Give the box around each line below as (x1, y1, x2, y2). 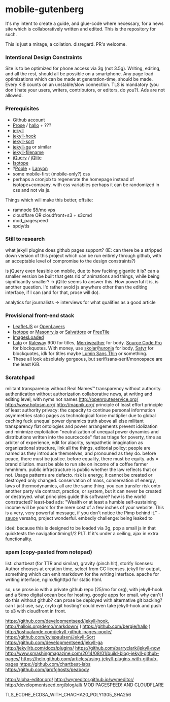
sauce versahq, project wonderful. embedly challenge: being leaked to (5, 515, 153, 521)
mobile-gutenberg (5, 4, 84, 15)
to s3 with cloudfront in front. (5, 608, 66, 614)
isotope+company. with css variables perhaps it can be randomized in (12, 182, 160, 188)
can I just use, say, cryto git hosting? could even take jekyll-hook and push (5, 602, 161, 608)
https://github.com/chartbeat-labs (19, 661, 91, 667)
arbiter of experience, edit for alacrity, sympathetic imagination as (5, 440, 143, 446)
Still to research (5, 236, 45, 243)
